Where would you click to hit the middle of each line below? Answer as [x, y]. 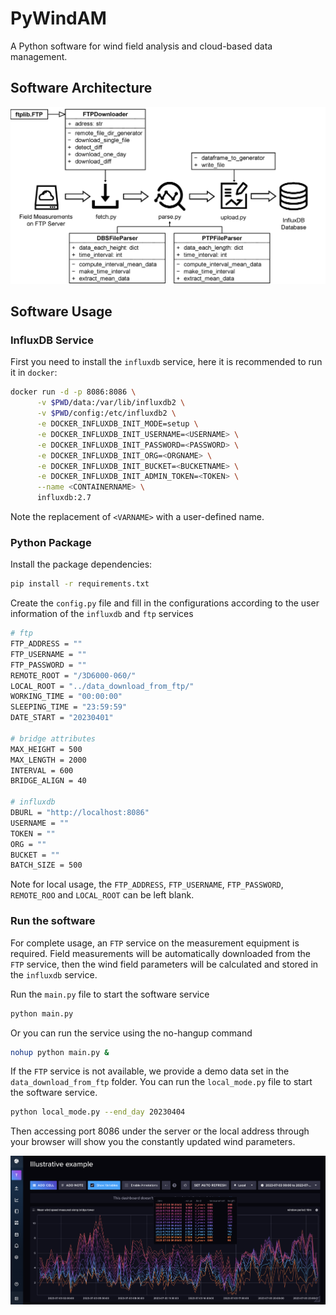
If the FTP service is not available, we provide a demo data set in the [150, 1071]
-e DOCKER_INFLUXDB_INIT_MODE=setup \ [117, 424]
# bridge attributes [53, 738]
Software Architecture [81, 88]
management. [39, 56]
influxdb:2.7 [64, 498]
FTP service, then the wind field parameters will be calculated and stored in [164, 964]
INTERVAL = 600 [42, 770]
